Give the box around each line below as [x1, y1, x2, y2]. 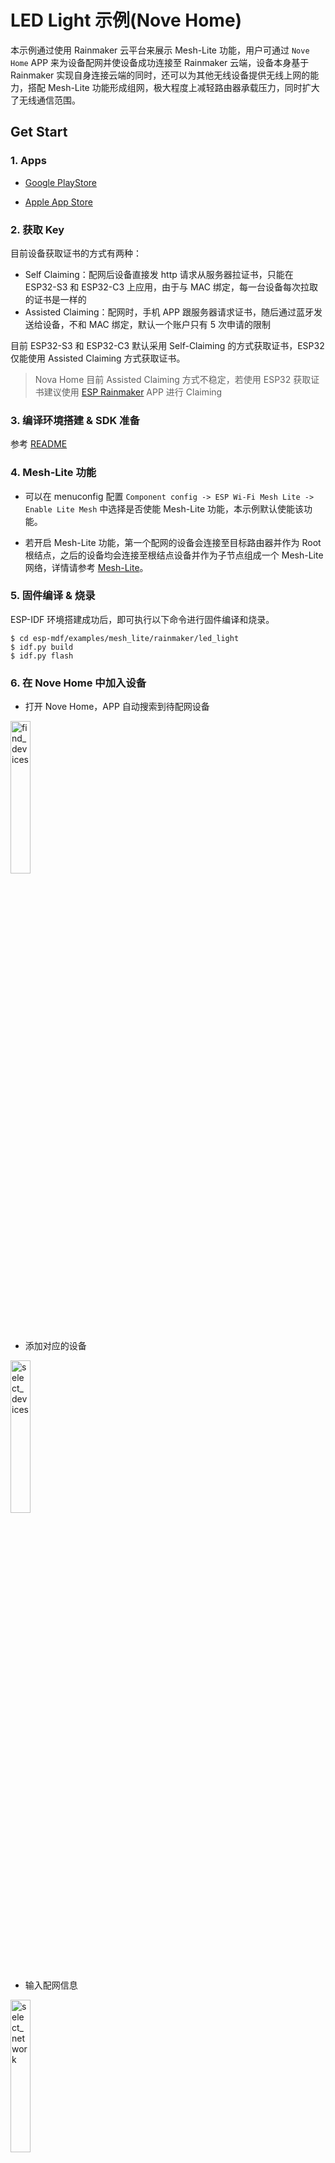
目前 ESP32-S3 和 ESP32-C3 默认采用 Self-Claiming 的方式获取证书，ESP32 [10, 339, 325, 351]
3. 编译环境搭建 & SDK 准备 [10, 413, 140, 427]
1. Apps [10, 154, 47, 168]
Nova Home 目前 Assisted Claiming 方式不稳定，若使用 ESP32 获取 [34, 373, 312, 385]
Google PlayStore [24, 176, 97, 188]
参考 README [10, 438, 68, 450]
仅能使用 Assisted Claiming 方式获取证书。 [10, 352, 186, 364]
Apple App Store [24, 196, 93, 208]
